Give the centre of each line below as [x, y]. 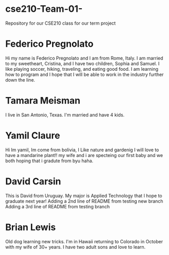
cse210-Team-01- [44, 9]
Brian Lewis [31, 227]
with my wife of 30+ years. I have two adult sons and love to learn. [76, 247]
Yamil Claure [33, 135]
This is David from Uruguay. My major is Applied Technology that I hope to [84, 195]
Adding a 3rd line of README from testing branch [58, 206]
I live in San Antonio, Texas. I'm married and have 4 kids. [65, 115]
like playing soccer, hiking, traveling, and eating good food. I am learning [82, 69]
